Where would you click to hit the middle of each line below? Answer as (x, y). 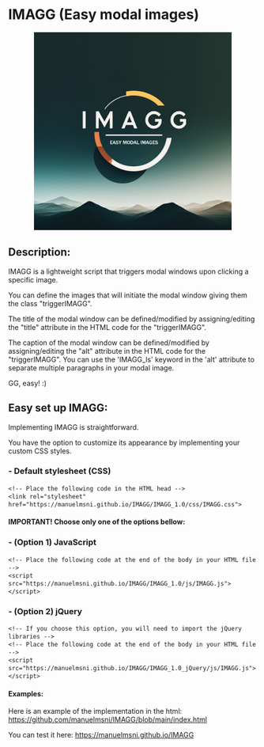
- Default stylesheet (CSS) (60, 471)
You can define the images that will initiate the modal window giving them (128, 295)
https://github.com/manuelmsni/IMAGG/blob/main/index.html (108, 720)
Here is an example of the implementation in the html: (95, 711)
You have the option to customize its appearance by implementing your (124, 442)
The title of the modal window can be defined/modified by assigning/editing (132, 319)
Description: (40, 252)
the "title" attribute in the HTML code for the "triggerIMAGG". (107, 327)
